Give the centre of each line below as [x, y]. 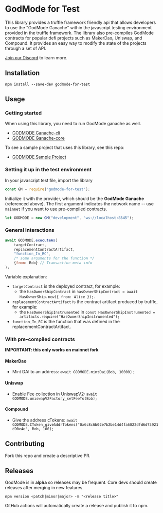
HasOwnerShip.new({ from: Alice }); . [57, 296]
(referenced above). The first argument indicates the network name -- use [80, 203]
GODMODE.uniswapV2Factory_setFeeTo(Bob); [54, 398]
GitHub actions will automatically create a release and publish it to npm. [77, 506]
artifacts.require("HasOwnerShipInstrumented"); [70, 317]
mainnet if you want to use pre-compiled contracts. [56, 209]
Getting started [24, 113]
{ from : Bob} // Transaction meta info [53, 263]
